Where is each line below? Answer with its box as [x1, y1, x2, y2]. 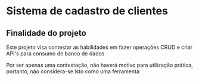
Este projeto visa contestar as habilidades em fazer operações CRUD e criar [6, 43, 193, 51]
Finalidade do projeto [6, 28, 86, 38]
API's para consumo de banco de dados [6, 50, 105, 57]
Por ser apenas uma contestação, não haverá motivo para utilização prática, [6, 61, 194, 68]
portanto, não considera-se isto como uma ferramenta [6, 68, 140, 75]
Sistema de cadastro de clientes [6, 4, 169, 18]
